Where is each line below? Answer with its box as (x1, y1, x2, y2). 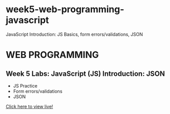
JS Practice (13, 82, 38, 89)
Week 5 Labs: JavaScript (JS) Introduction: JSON (6, 69, 165, 78)
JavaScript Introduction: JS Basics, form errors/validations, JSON (6, 31, 143, 37)
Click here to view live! (6, 103, 53, 109)
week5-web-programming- (6, 4, 124, 15)
